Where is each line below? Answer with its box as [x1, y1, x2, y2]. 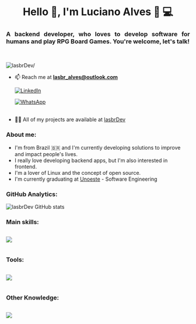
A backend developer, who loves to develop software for [6, 30, 190, 39]
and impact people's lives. [14, 150, 78, 157]
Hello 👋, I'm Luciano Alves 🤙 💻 [22, 5, 174, 19]
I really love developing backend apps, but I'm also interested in [14, 157, 168, 164]
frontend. [14, 163, 37, 170]
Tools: [6, 256, 24, 264]
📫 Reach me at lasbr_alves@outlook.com [14, 74, 118, 81]
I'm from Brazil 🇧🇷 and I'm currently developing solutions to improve [14, 144, 181, 151]
